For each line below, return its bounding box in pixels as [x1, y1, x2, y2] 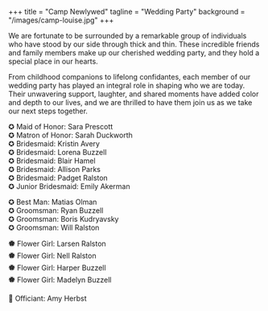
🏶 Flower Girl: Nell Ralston [8, 251, 97, 260]
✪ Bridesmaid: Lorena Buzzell [8, 148, 107, 157]
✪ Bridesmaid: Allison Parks [8, 165, 101, 174]
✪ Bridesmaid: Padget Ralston [8, 173, 109, 182]
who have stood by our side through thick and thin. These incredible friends [8, 39, 260, 49]
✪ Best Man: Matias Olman [8, 197, 97, 207]
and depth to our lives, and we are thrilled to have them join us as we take [8, 98, 253, 107]
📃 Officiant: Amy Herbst [8, 293, 87, 303]
